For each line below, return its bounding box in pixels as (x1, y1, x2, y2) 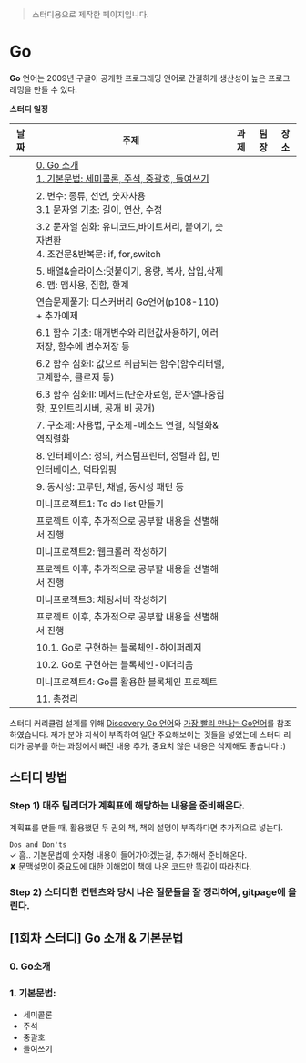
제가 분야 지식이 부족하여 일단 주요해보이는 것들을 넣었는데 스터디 (50, 729, 282, 740)
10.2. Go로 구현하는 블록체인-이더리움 (36, 658, 194, 671)
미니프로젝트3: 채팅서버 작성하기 (36, 593, 168, 606)
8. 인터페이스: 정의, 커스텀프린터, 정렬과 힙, (36, 449, 209, 462)
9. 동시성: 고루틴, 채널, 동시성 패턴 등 (36, 480, 185, 493)
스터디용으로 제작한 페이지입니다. (31, 9, 149, 19)
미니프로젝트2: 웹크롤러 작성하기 (36, 545, 168, 558)
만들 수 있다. (33, 84, 77, 95)
